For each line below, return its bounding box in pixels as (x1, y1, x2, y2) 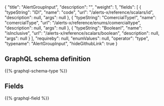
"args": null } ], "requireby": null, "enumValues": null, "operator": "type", (4, 35, 149, 41)
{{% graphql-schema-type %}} (4, 68, 68, 74)
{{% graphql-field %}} (4, 95, 50, 101)
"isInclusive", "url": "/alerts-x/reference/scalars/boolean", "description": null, (4, 30, 160, 36)
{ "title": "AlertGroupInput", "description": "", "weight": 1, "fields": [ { (4, 4, 141, 10)
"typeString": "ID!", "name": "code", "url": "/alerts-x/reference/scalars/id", (4, 9, 154, 15)
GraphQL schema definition (4, 55, 91, 63)
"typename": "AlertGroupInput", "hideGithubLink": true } (4, 41, 118, 46)
